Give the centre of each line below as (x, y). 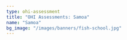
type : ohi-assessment (33, 11)
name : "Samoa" (24, 22)
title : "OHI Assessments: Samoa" (48, 17)
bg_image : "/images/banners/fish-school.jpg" (64, 28)
